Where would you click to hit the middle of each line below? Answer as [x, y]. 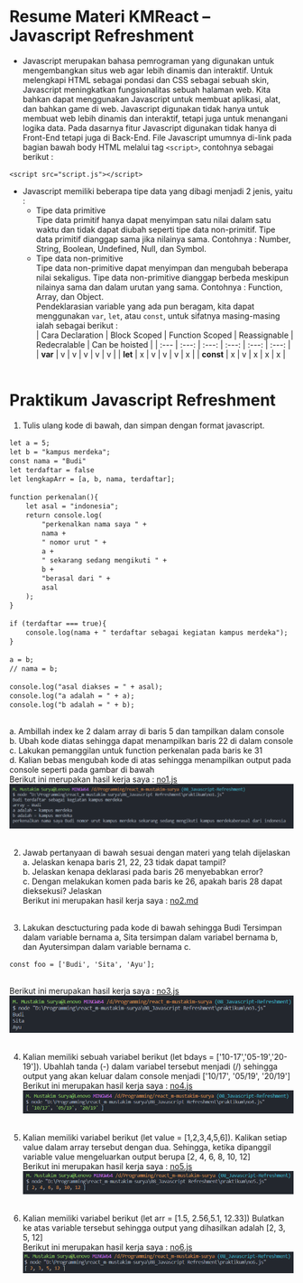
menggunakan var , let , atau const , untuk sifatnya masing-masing [158, 316]
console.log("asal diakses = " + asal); [87, 687]
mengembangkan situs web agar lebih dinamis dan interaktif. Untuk [147, 70]
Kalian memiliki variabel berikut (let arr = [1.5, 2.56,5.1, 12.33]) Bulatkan [153, 1218]
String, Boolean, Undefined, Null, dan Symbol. [121, 248]
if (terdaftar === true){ [58, 623]
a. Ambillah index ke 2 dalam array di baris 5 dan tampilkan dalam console [147, 731]
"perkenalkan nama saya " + [94, 524]
